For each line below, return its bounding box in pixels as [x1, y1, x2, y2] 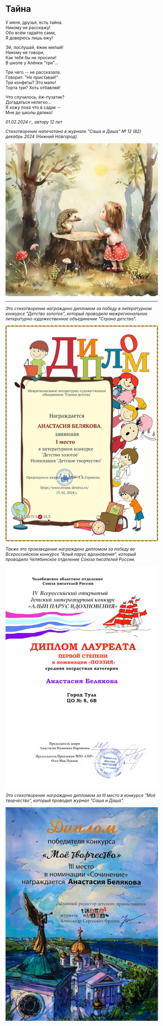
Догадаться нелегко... [5, 99, 52, 105]
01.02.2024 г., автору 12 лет [5, 119, 62, 125]
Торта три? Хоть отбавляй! [5, 84, 61, 90]
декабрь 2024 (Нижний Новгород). [5, 133, 78, 139]
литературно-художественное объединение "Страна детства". [5, 315, 137, 321]
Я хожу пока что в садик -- [5, 104, 61, 110]
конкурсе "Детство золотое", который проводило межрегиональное [5, 311, 148, 316]
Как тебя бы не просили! [5, 54, 57, 60]
